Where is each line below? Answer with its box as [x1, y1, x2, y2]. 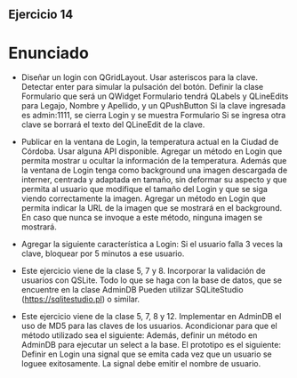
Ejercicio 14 [8, 7, 74, 22]
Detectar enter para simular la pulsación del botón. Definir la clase [20, 82, 264, 92]
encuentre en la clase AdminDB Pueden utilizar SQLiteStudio [20, 285, 244, 295]
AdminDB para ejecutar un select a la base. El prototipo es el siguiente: [20, 340, 282, 350]
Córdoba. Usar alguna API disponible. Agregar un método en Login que [20, 146, 283, 157]
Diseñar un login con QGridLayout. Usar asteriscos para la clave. [20, 72, 259, 83]
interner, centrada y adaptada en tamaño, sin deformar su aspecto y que [20, 174, 287, 185]
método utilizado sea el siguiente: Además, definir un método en [20, 330, 258, 341]
